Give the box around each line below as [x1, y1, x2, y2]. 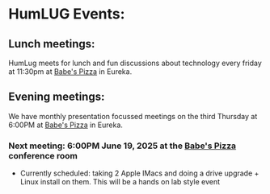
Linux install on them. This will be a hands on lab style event [19, 177, 221, 187]
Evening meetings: [8, 90, 105, 104]
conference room [8, 150, 78, 161]
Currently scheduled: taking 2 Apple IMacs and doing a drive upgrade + [19, 168, 259, 178]
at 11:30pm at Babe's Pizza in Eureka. [8, 67, 133, 76]
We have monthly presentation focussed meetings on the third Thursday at [8, 111, 258, 121]
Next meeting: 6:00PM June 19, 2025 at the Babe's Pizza [8, 140, 237, 151]
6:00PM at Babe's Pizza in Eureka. [8, 120, 124, 130]
